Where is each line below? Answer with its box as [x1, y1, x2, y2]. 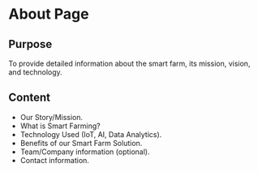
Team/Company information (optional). [19, 147, 150, 157]
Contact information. [19, 155, 89, 165]
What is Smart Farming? [19, 121, 101, 131]
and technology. [8, 67, 62, 77]
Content [8, 91, 51, 105]
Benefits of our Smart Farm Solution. [19, 138, 143, 148]
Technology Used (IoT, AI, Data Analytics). [19, 129, 162, 139]
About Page [8, 5, 89, 24]
